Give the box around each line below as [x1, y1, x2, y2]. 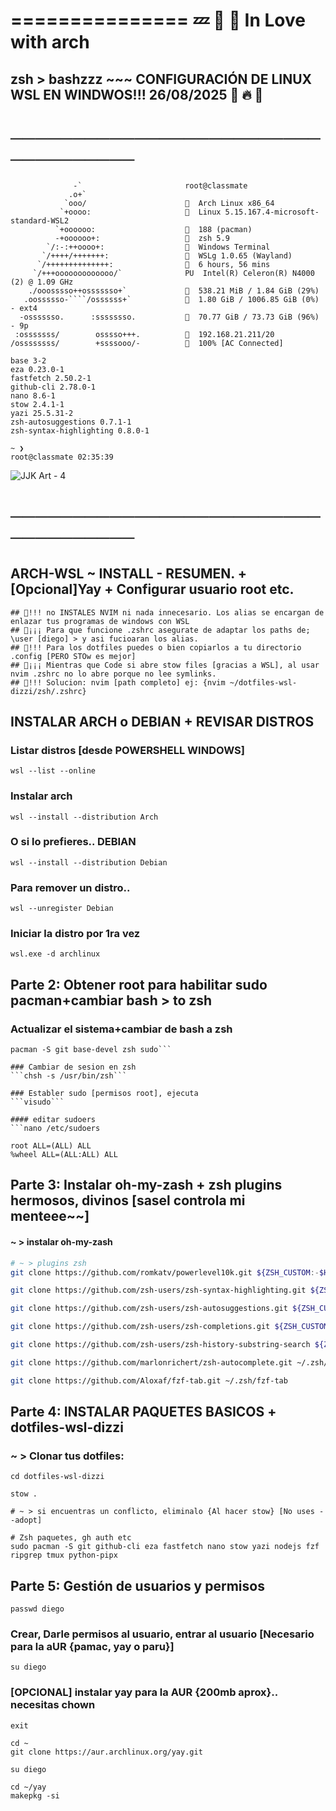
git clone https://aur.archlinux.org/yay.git [10, 1747, 203, 1757]
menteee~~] [10, 1208, 90, 1225]
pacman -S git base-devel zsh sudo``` [10, 1045, 172, 1055]
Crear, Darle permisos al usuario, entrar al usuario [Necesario [10, 1627, 315, 1641]
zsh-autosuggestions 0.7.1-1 [10, 417, 132, 427]
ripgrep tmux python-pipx [10, 1550, 118, 1561]
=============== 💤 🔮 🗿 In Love [10, 9, 306, 32]
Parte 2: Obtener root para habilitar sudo [10, 976, 268, 993]
